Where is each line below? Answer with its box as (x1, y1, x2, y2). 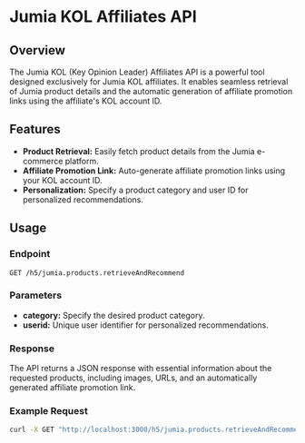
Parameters (9, 289, 62, 301)
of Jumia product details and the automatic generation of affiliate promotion (9, 86, 293, 96)
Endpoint (9, 248, 51, 261)
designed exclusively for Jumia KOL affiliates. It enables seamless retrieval (9, 76, 289, 87)
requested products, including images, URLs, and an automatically (9, 372, 258, 383)
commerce (22, 155, 64, 166)
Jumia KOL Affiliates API (9, 6, 197, 27)
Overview (9, 43, 66, 58)
